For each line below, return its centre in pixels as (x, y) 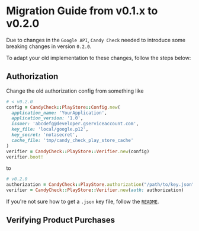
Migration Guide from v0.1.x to (82, 11)
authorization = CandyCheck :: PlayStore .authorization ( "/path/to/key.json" (100, 185)
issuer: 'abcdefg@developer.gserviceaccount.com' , (75, 124)
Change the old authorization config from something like (75, 91)
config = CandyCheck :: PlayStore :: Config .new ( (63, 107)
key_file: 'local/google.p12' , (50, 129)
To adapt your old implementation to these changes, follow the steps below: (99, 58)
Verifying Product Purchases (61, 220)
